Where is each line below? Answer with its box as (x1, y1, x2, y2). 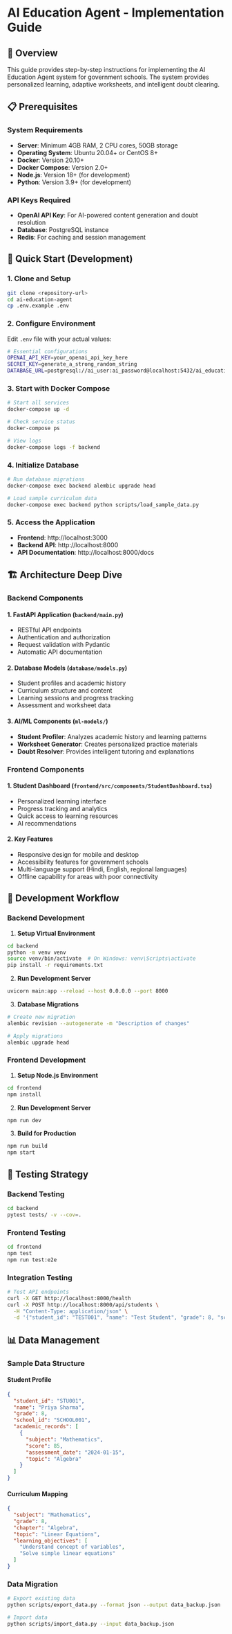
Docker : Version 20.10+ (17, 156, 84, 164)
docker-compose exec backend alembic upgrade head (7, 482, 156, 489)
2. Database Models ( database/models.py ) (7, 664, 128, 672)
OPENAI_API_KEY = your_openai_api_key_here (7, 355, 128, 362)
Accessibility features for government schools (17, 858, 148, 866)
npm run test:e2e (7, 1256, 57, 1263)
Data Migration (7, 1579, 59, 1589)
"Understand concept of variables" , (19, 1543, 126, 1551)
